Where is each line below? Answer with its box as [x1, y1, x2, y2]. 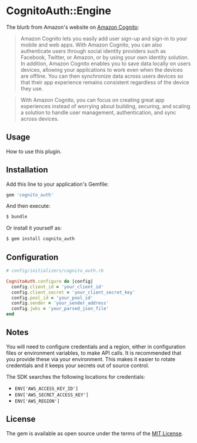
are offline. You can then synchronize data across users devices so [20, 72, 183, 79]
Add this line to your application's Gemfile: [6, 181, 109, 188]
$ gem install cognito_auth [6, 236, 75, 242]
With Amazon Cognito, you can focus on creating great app [20, 96, 165, 104]
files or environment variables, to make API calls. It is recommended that [6, 349, 182, 357]
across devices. [20, 115, 59, 122]
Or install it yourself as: [6, 225, 62, 232]
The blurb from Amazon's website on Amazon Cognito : [6, 24, 139, 31]
